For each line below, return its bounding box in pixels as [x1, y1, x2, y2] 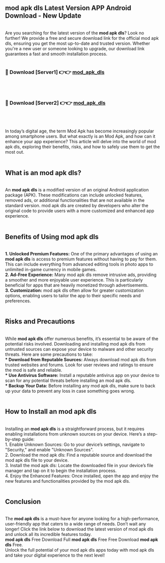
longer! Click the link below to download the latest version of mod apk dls [5, 526, 154, 532]
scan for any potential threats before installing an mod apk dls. [5, 377, 132, 383]
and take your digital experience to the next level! [5, 552, 105, 558]
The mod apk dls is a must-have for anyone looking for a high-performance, [5, 516, 160, 522]
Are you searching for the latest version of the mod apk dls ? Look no [5, 30, 144, 36]
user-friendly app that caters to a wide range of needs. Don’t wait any [5, 521, 146, 527]
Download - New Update [5, 12, 82, 20]
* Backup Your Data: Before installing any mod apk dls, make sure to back [5, 382, 156, 388]
